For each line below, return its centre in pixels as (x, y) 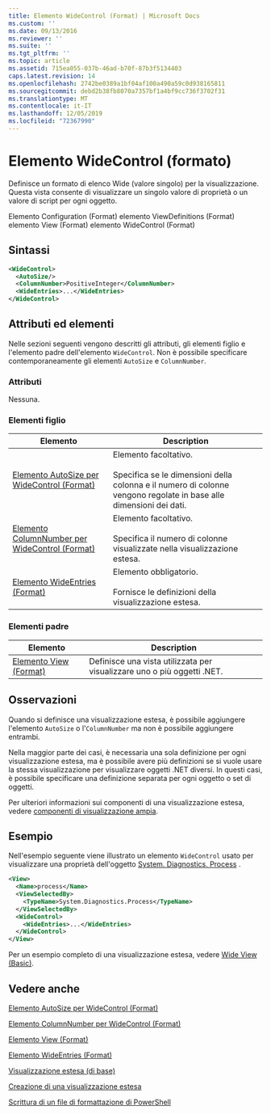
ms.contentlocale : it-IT (50, 106)
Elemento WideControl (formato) (120, 161)
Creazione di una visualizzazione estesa (75, 1087)
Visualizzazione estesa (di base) (62, 1071)
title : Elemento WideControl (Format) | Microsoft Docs (104, 16)
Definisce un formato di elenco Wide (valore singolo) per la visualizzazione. (134, 184)
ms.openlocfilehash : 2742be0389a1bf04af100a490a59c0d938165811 (117, 83)
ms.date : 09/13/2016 (43, 31)
